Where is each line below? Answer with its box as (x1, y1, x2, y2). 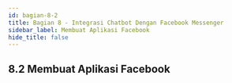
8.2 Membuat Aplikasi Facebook (8, 62, 171, 75)
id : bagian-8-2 (8, 11, 58, 20)
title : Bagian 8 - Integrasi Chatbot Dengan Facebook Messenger (8, 19, 224, 27)
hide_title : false (8, 33, 69, 41)
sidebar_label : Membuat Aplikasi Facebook (8, 26, 150, 34)
